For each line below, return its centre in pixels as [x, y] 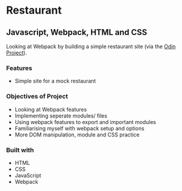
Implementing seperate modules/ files [61, 116]
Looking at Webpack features [51, 109]
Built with [20, 150]
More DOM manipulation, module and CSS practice [77, 135]
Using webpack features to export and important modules [85, 122]
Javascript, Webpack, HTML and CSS [77, 32]
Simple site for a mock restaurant [55, 81]
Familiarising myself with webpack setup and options [79, 128]
